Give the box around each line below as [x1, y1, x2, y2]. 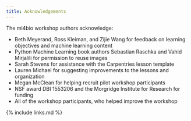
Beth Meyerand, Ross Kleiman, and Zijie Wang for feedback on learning [14, 35, 186, 42]
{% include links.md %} [6, 109, 63, 116]
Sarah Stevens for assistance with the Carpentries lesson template [14, 61, 175, 67]
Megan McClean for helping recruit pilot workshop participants [14, 79, 166, 86]
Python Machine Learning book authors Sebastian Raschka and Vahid [14, 48, 182, 55]
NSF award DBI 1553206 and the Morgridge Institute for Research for [14, 85, 181, 92]
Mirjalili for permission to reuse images [14, 54, 108, 61]
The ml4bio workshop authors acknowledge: [6, 24, 114, 31]
